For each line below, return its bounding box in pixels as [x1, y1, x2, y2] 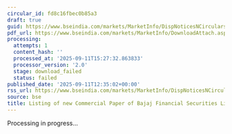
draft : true [7, 17, 41, 23]
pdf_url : [7, 29, 32, 37]
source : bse [7, 94, 41, 101]
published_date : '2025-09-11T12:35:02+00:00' [7, 81, 140, 88]
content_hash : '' [13, 49, 64, 56]
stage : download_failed [13, 68, 81, 75]
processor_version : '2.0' [13, 61, 88, 68]
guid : [7, 23, 23, 30]
